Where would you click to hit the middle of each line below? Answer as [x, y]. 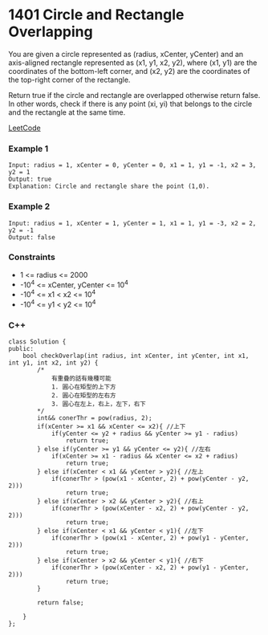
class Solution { [37, 342]
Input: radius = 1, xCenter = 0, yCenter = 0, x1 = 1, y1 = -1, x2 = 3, [132, 165]
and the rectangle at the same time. [67, 112]
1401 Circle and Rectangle [96, 15]
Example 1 [28, 149]
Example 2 [29, 206]
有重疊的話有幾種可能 [81, 379]
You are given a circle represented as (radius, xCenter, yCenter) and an [126, 54]
